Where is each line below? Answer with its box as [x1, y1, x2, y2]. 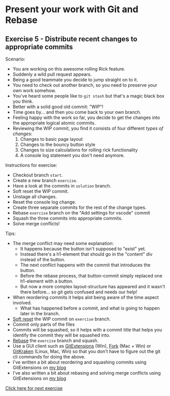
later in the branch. [20, 311, 60, 316]
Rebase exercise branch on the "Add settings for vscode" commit [12, 210, 151, 216]
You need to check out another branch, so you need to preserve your [12, 82, 157, 88]
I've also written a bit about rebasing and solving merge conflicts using [12, 370, 161, 376]
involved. [12, 300, 32, 306]
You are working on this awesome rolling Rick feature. [12, 66, 125, 72]
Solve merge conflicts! [12, 221, 60, 227]
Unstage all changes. [12, 194, 57, 199]
